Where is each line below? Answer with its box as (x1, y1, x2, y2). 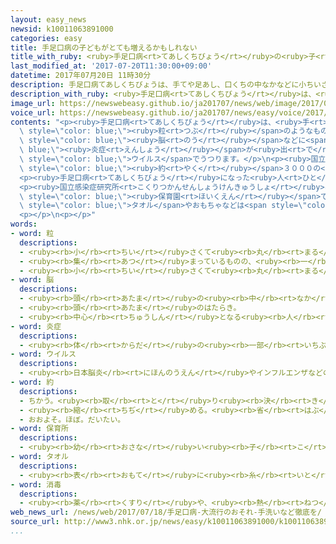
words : (10, 219, 38, 230)
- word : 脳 (10, 275, 55, 285)
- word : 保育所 (10, 424, 69, 434)
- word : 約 (10, 377, 55, 387)
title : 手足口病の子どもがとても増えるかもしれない (10, 42, 198, 53)
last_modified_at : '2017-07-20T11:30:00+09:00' (10, 61, 213, 71)
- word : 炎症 (10, 321, 62, 331)
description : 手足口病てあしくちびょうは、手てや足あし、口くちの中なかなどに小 (10, 80, 307, 90)
